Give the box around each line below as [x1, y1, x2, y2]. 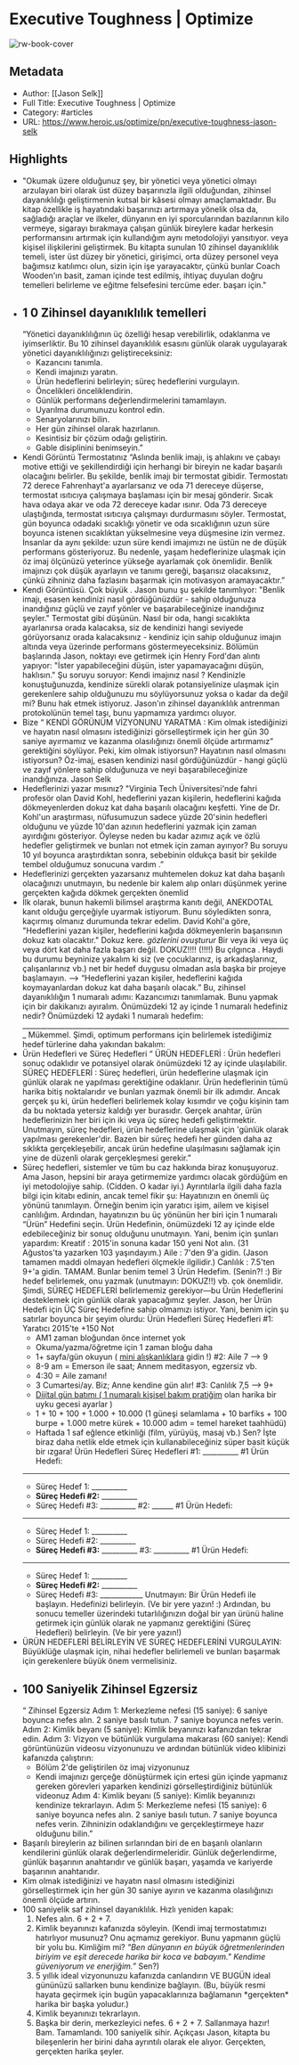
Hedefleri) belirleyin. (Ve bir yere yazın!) [35, 1627, 182, 1638]
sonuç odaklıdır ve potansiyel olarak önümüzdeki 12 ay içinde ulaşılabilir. [21, 1058, 287, 1069]
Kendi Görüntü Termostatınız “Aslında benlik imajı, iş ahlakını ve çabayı [21, 452, 280, 463]
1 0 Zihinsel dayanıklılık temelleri [21, 305, 206, 320]
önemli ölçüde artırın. [21, 1895, 101, 1905]
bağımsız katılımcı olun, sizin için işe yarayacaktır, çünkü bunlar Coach [21, 260, 280, 271]
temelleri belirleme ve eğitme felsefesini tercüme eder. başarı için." [21, 279, 267, 290]
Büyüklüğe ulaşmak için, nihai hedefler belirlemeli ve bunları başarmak [21, 1646, 280, 1657]
